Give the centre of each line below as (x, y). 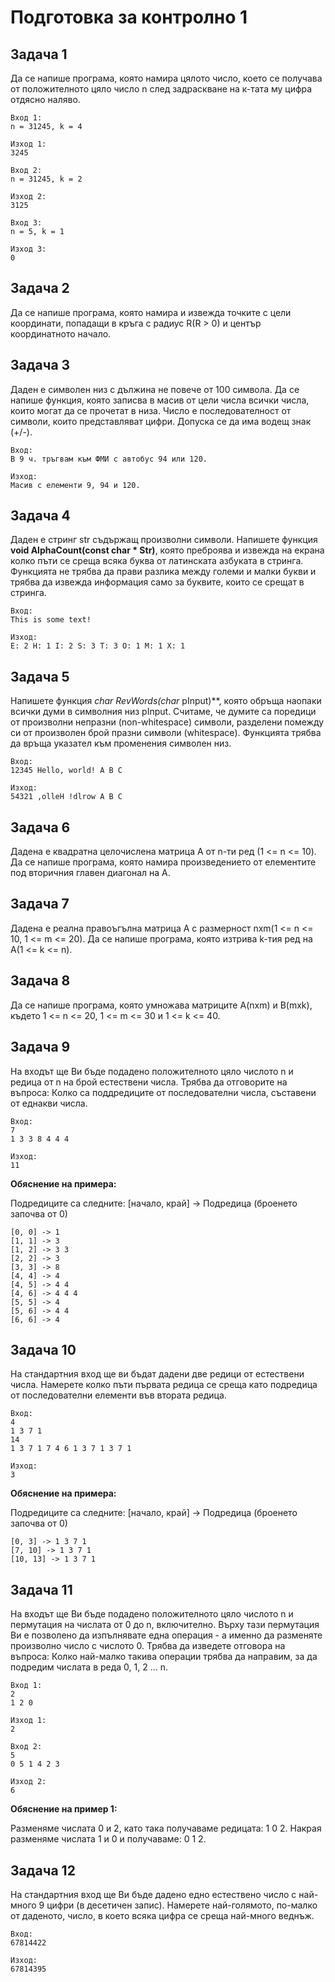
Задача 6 (40, 827)
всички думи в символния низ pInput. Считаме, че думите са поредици (163, 712)
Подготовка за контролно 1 (129, 17)
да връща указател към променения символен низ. (121, 743)
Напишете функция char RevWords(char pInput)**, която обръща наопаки (166, 701)
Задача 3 (40, 365)
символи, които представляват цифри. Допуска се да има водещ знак (161, 421)
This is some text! (51, 620)
